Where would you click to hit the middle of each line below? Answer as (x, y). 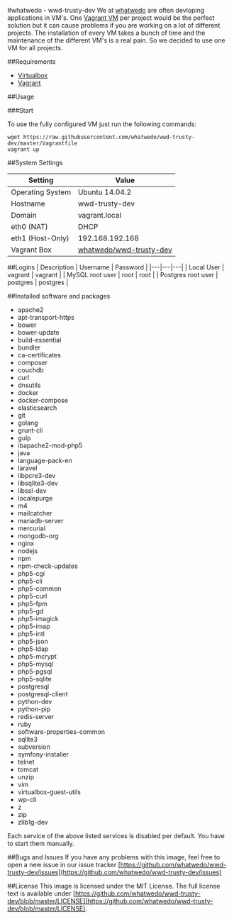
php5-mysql (35, 664)
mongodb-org (38, 536)
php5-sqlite (34, 679)
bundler (29, 347)
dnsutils (29, 385)
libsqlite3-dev (38, 483)
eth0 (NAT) (29, 227)
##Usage (21, 96)
